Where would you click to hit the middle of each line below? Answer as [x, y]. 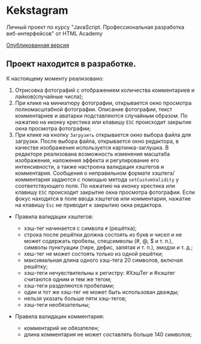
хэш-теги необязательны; [57, 304]
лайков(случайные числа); [49, 96]
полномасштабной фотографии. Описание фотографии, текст [94, 109]
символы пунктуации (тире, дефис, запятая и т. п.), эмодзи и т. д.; [108, 247]
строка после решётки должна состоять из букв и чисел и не [103, 234]
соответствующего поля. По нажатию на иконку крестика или [95, 186]
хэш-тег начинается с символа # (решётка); [80, 228]
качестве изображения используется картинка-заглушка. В [92, 147]
